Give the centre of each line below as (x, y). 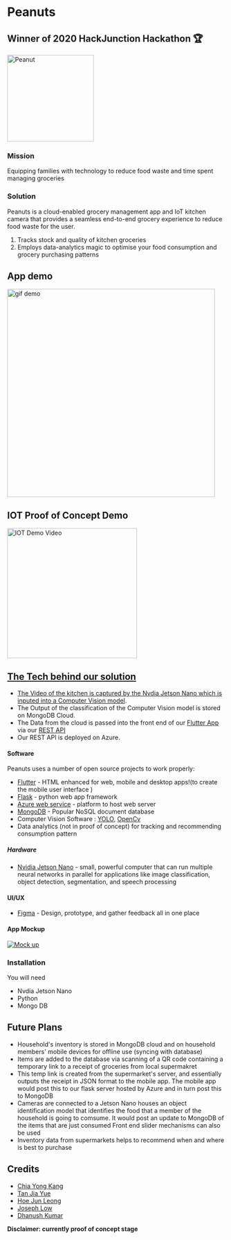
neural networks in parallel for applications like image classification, (114, 875)
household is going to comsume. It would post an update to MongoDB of (121, 1118)
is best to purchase (45, 1147)
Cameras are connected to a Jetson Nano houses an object (102, 1103)
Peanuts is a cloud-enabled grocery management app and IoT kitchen (107, 212)
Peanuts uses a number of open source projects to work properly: (101, 769)
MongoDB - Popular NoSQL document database (86, 811)
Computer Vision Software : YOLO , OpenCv (79, 819)
